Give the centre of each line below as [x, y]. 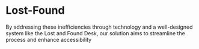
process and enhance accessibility [49, 39]
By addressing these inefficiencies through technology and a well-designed [99, 27]
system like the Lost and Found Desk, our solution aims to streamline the [96, 33]
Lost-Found [35, 10]
